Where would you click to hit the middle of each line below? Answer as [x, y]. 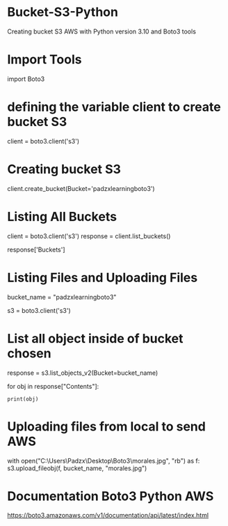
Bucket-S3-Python [63, 12]
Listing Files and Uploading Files [103, 278]
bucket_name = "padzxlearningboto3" [62, 297]
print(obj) [23, 399]
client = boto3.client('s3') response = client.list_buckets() [89, 236]
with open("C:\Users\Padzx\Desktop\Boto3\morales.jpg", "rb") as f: [104, 461]
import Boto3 [26, 79]
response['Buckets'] [36, 249]
